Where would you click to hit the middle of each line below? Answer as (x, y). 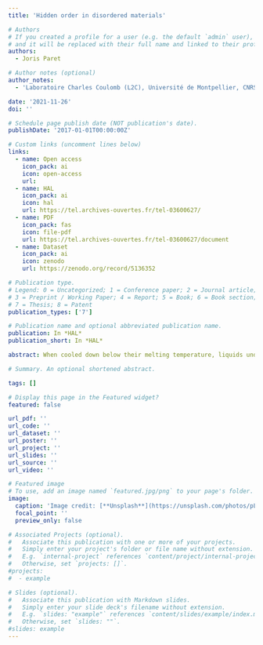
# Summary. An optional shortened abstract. (82, 369)
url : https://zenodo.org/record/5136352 (89, 269)
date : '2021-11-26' (40, 102)
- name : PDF (35, 217)
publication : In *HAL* (45, 333)
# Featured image (36, 484)
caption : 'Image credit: (56, 506)
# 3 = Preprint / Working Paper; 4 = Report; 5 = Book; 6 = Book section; (133, 297)
